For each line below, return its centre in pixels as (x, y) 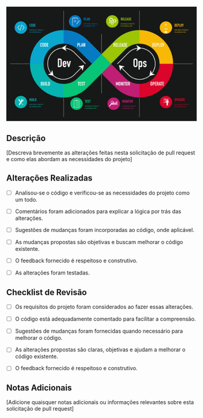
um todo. (26, 199)
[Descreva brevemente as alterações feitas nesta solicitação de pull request (101, 153)
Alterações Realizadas (49, 178)
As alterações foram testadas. (52, 273)
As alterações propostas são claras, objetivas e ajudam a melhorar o (100, 350)
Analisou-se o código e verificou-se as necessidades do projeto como (102, 193)
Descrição (26, 138)
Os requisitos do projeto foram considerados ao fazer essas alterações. (104, 307)
